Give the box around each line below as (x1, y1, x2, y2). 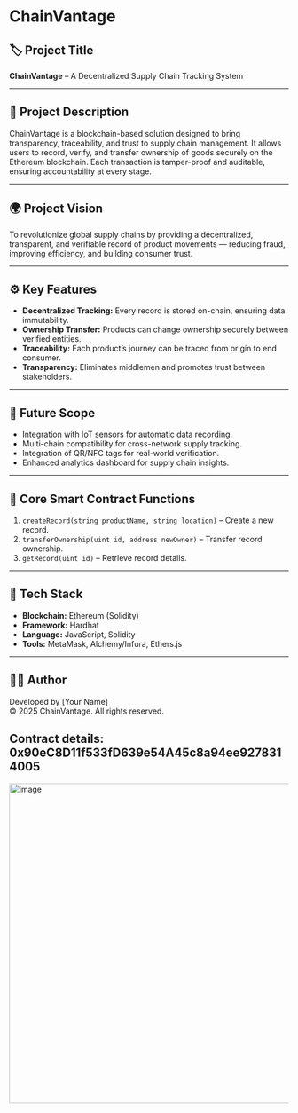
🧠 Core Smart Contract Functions (9, 491, 196, 507)
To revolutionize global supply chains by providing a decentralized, (9, 229, 254, 240)
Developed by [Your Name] (9, 696, 109, 706)
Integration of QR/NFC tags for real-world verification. (21, 448, 220, 459)
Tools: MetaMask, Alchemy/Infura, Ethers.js (21, 638, 183, 649)
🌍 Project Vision (9, 201, 104, 217)
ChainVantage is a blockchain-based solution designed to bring (9, 128, 241, 138)
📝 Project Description (9, 105, 129, 120)
